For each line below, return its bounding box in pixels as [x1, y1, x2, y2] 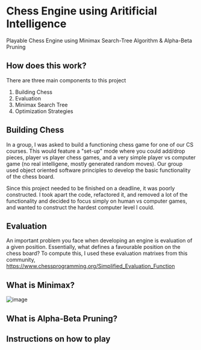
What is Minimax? [6, 280, 75, 290]
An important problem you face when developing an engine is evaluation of [6, 237, 193, 244]
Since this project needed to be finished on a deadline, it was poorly [6, 185, 175, 192]
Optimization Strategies [14, 107, 73, 115]
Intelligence [6, 17, 67, 31]
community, [6, 256, 36, 263]
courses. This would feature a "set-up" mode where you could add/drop [6, 147, 185, 155]
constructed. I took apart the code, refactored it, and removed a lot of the [6, 191, 188, 198]
